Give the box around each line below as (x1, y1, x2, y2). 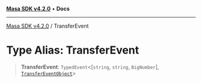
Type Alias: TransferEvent (6, 43, 139, 57)
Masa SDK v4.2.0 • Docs (6, 5, 70, 12)
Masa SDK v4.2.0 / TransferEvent (6, 22, 89, 29)
